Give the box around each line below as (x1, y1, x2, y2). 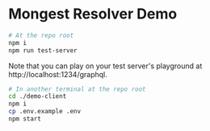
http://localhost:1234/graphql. (8, 69, 107, 79)
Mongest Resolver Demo (8, 5, 178, 23)
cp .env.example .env (8, 108, 82, 116)
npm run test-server (8, 46, 78, 55)
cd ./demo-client (8, 92, 67, 100)
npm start (8, 115, 42, 123)
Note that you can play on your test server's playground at (8, 61, 203, 71)
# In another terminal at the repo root (8, 85, 147, 93)
